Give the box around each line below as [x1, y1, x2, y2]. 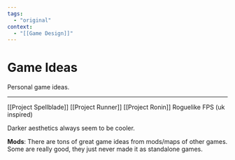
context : [7, 23, 33, 30]
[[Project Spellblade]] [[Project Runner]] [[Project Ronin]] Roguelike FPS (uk [7, 103, 225, 112]
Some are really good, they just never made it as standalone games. [7, 145, 203, 154]
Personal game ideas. [7, 83, 70, 92]
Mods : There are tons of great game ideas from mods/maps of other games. [7, 138, 228, 146]
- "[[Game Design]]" [13, 29, 73, 37]
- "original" [13, 17, 52, 24]
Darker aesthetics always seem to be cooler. [7, 124, 135, 133]
